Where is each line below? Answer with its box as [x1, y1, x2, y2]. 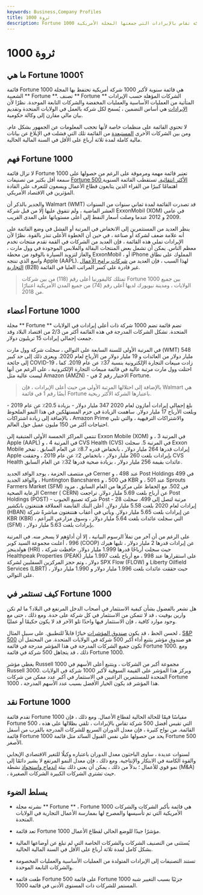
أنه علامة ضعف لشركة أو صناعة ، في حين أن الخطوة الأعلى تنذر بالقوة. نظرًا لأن [7, 232, 184, 239]
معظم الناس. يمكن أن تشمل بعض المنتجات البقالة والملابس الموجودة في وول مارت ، [7, 244, 196, 252]
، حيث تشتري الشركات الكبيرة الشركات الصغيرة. [7, 769, 116, 777]
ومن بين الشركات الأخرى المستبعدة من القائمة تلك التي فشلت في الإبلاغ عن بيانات [7, 130, 191, 137]
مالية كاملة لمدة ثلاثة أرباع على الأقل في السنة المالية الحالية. [7, 136, 142, 144]
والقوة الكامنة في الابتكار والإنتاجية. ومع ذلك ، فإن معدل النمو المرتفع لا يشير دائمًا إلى [7, 757, 196, 764]
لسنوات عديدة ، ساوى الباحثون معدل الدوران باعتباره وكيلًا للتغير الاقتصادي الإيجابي [7, 750, 190, 757]
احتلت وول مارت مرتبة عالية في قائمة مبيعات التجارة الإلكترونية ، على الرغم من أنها [7, 366, 192, 372]
